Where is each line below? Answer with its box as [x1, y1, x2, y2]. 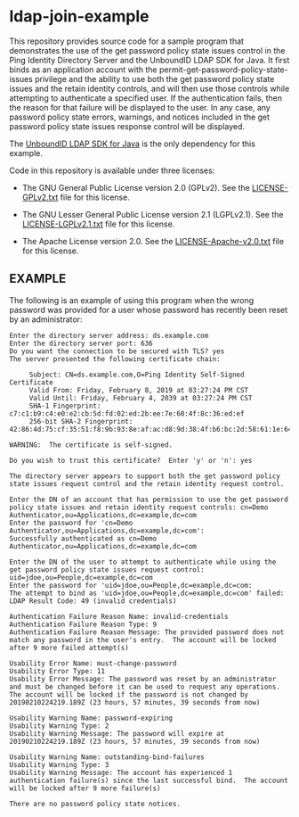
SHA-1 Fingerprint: [28, 401, 101, 410]
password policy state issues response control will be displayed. [9, 120, 246, 131]
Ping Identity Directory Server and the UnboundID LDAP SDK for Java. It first [9, 54, 290, 65]
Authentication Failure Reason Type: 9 [9, 620, 158, 629]
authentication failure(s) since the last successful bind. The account [9, 776, 289, 785]
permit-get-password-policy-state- [158, 64, 288, 75]
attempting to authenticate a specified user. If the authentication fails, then [9, 92, 283, 103]
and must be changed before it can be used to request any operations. [9, 682, 280, 691]
